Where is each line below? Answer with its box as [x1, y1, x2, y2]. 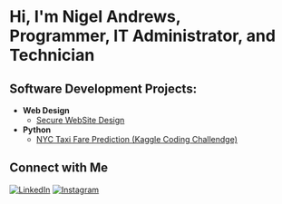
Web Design [22, 105, 70, 115]
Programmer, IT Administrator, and [9, 25, 277, 46]
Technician [9, 45, 95, 65]
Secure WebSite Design [35, 115, 125, 125]
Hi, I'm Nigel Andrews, [9, 6, 181, 27]
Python [22, 124, 52, 135]
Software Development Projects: [9, 81, 198, 96]
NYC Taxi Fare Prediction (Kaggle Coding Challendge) [35, 134, 238, 144]
